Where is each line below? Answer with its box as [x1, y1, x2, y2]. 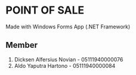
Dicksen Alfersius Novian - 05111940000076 [14, 56, 123, 63]
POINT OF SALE [5, 4, 85, 17]
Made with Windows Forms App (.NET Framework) [5, 23, 131, 30]
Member [5, 40, 38, 50]
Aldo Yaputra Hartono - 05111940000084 [14, 62, 116, 69]
